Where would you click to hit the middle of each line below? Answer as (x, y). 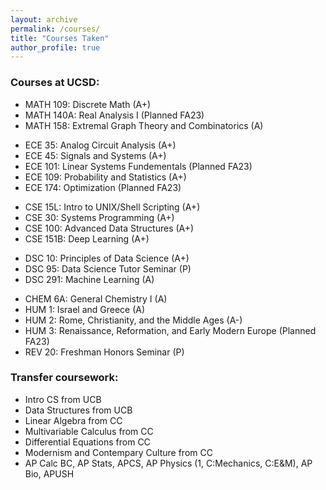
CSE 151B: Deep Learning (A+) (87, 238)
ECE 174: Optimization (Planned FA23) (103, 187)
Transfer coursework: (64, 378)
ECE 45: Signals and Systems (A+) (95, 155)
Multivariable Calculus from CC (89, 431)
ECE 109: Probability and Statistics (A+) (105, 177)
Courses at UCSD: (55, 83)
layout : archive (44, 19)
